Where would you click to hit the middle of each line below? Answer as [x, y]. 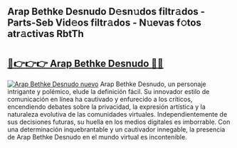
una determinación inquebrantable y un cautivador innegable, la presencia [116, 129]
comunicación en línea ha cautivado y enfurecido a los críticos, [100, 99]
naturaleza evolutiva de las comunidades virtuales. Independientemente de [117, 114]
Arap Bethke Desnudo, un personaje [153, 84]
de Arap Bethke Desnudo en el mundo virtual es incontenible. [97, 137]
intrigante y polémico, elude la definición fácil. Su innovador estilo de [109, 91]
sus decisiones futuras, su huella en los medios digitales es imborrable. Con [119, 122]
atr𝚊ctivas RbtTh [46, 34]
